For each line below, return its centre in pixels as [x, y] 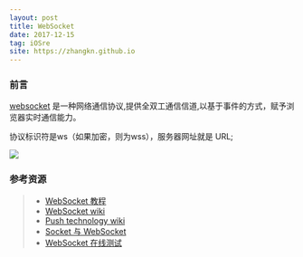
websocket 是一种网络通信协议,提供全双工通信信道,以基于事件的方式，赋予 [148, 106]
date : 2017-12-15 [42, 34]
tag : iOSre [30, 43]
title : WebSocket [42, 26]
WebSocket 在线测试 [83, 243]
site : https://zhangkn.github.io [72, 52]
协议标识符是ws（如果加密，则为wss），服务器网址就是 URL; [121, 137]
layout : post [34, 18]
